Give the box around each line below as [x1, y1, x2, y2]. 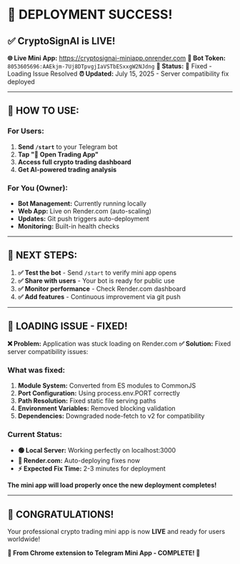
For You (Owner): [7, 183, 68, 193]
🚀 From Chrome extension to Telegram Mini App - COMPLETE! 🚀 [7, 549, 201, 558]
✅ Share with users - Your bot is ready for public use [17, 276, 175, 285]
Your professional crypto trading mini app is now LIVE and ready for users [7, 528, 226, 536]
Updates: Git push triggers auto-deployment [17, 214, 150, 223]
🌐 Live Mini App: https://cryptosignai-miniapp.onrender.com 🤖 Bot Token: [7, 54, 226, 62]
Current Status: [7, 429, 63, 439]
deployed [7, 78, 36, 86]
